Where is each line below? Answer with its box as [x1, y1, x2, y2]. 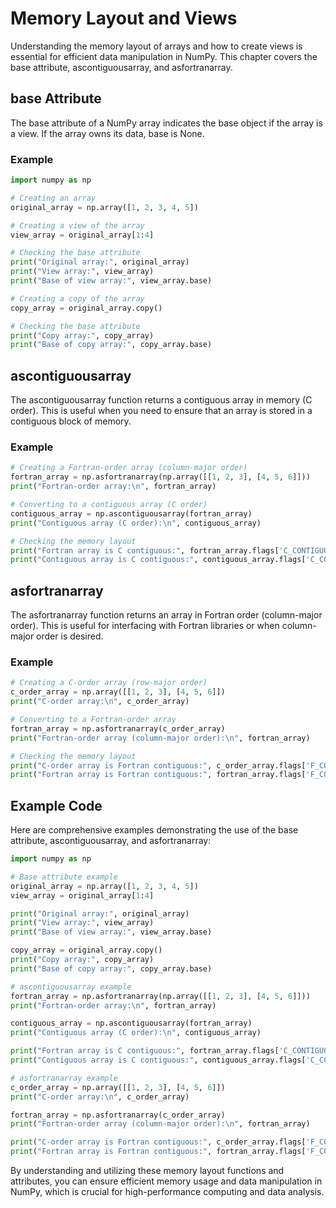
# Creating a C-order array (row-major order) [10, 678, 208, 688]
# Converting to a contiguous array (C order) [10, 500, 208, 510]
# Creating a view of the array [10, 220, 145, 231]
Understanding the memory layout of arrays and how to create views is [10, 40, 303, 52]
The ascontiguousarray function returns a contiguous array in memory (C [10, 394, 313, 406]
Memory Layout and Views [10, 7, 238, 30]
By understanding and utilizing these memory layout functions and [10, 1165, 285, 1177]
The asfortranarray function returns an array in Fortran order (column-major [10, 609, 323, 621]
